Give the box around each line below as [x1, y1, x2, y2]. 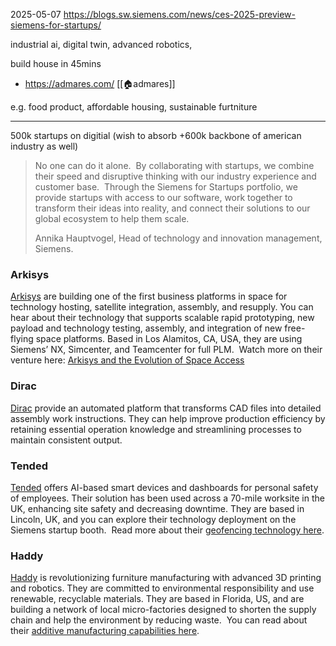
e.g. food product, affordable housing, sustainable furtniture [10, 101, 258, 113]
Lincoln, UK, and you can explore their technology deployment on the [10, 513, 297, 525]
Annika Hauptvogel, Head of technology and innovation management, [34, 232, 323, 244]
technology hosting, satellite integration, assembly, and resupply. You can [10, 301, 314, 313]
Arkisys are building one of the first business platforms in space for [10, 290, 288, 303]
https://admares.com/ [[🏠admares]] [24, 78, 176, 89]
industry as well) [10, 140, 79, 152]
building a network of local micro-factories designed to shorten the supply [10, 604, 317, 616]
